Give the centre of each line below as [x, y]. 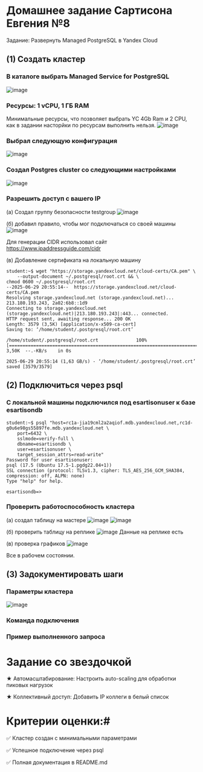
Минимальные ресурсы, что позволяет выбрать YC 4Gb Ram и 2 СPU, [97, 118]
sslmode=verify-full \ [46, 438]
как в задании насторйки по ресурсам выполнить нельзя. [81, 125]
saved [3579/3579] [29, 367]
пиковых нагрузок [30, 685]
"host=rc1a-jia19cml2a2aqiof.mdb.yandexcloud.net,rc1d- [121, 423]
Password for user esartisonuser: [50, 460]
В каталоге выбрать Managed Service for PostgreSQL [88, 76]
